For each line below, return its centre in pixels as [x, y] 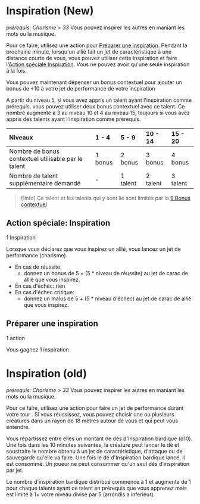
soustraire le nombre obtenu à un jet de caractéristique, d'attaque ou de [94, 451]
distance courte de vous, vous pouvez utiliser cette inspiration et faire [92, 58]
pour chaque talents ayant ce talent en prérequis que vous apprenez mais [97, 488]
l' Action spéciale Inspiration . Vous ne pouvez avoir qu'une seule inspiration [98, 64]
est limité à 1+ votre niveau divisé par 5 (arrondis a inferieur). [81, 494]
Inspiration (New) [50, 11]
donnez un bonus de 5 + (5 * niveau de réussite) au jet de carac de [106, 273]
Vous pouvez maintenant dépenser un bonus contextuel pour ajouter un [94, 82]
